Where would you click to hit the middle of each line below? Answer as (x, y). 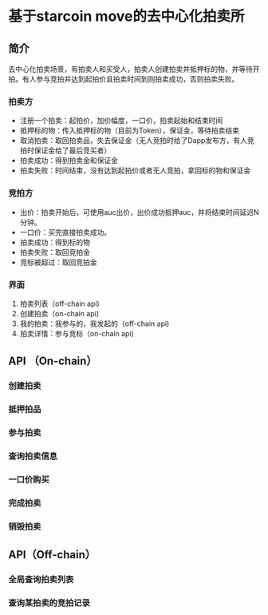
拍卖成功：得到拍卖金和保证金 (69, 161)
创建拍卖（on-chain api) (59, 313)
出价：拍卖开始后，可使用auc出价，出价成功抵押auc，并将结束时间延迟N (139, 212)
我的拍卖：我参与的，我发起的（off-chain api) (95, 323)
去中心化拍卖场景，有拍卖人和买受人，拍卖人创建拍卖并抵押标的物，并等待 (130, 69)
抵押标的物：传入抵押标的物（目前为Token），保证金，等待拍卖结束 (129, 131)
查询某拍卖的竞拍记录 (49, 602)
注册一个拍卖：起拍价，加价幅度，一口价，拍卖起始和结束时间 (121, 121)
